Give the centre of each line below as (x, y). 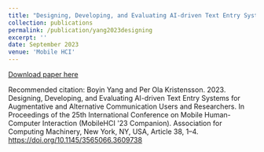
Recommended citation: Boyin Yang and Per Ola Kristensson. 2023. (117, 90)
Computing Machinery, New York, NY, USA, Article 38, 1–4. (103, 132)
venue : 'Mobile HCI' (42, 52)
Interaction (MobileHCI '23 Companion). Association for (132, 123)
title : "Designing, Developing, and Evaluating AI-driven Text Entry (125, 15)
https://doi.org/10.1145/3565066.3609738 (75, 140)
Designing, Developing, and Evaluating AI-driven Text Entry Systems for (125, 98)
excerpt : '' (27, 37)
